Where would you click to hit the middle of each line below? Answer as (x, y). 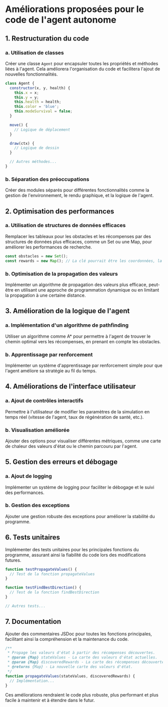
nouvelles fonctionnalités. (31, 74)
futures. (13, 560)
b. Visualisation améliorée (37, 430)
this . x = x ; (26, 93)
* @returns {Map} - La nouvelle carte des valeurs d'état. (70, 667)
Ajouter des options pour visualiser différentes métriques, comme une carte (83, 441)
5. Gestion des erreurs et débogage (61, 462)
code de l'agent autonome (61, 20)
